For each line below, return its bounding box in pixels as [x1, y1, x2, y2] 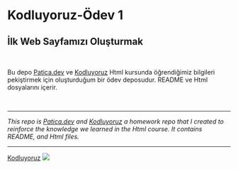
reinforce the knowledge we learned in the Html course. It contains [7, 125, 203, 133]
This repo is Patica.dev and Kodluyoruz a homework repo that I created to [7, 117, 225, 126]
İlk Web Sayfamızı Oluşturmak [7, 36, 144, 48]
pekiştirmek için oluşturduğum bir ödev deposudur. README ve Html [7, 75, 208, 84]
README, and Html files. [7, 132, 79, 141]
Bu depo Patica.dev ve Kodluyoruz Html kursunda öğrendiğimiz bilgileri [7, 68, 215, 76]
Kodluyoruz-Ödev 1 [7, 7, 124, 23]
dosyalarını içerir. [7, 83, 58, 92]
